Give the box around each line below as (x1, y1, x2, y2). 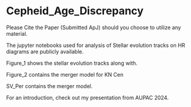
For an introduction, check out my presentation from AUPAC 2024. (6, 94, 169, 101)
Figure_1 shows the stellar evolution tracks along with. (6, 59, 138, 67)
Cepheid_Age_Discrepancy (6, 4, 144, 18)
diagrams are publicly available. (6, 48, 84, 55)
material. (6, 30, 28, 37)
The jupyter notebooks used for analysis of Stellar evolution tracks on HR (6, 42, 186, 49)
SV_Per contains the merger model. (6, 82, 93, 90)
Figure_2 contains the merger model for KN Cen (6, 71, 124, 78)
